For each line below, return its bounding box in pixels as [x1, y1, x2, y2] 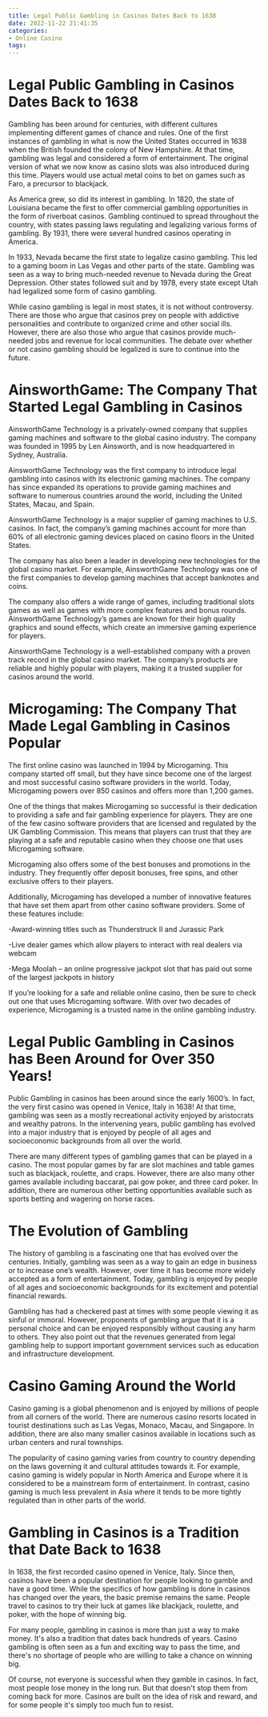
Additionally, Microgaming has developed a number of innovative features [8, 891, 252, 901]
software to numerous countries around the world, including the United [8, 491, 242, 500]
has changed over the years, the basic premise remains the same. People [8, 1592, 250, 1602]
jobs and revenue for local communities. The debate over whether [34, 336, 253, 346]
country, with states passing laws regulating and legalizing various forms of [8, 220, 258, 230]
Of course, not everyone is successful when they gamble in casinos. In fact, [8, 1674, 258, 1684]
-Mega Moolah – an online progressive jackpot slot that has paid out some [8, 963, 253, 973]
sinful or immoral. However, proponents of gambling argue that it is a [8, 1315, 234, 1324]
